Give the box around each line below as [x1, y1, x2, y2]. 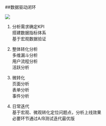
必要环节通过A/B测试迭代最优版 [12, 116, 75, 121]
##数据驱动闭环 [5, 4, 36, 10]
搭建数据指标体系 [12, 30, 46, 36]
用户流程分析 [12, 58, 38, 64]
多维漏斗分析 [12, 53, 38, 58]
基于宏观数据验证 [12, 36, 46, 41]
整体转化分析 [12, 46, 38, 52]
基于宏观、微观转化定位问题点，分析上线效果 [12, 109, 102, 115]
